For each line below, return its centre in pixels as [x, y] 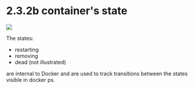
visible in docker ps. [31, 80]
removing [26, 56]
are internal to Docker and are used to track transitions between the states [97, 73]
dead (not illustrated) [40, 62]
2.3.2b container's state [67, 11]
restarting [27, 50]
